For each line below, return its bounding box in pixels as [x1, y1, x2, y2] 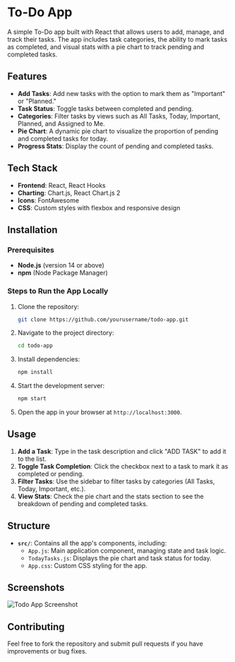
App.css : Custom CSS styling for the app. [28, 561, 147, 570]
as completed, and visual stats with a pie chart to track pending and [7, 42, 205, 51]
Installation [7, 224, 58, 236]
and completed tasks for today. [17, 134, 108, 143]
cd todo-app [17, 342, 53, 349]
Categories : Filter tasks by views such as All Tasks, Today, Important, [17, 112, 221, 120]
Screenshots [7, 582, 65, 594]
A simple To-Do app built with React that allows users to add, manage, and [7, 28, 224, 36]
